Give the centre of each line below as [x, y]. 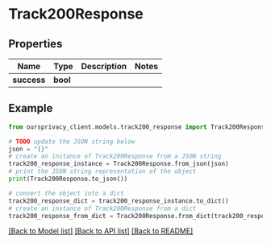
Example [31, 108]
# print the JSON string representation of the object [102, 171]
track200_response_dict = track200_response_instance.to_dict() [119, 201]
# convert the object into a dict [67, 193]
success [29, 80]
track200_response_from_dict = [61, 216]
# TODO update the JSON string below [72, 142]
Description [104, 66]
